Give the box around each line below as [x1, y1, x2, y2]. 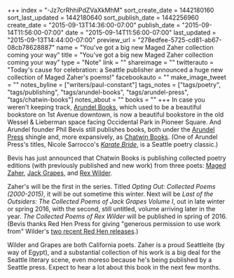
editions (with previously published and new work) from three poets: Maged [7, 161, 226, 169]
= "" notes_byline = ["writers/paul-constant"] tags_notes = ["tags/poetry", [7, 81, 221, 88]
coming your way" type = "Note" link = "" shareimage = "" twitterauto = [7, 58, 214, 66]
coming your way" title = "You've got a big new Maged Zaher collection [7, 51, 214, 59]
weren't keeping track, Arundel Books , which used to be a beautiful [7, 103, 202, 111]
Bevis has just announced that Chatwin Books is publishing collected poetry [7, 154, 226, 162]
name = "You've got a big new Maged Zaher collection [56, 44, 214, 51]
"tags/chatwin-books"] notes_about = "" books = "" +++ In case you [7, 95, 205, 104]
